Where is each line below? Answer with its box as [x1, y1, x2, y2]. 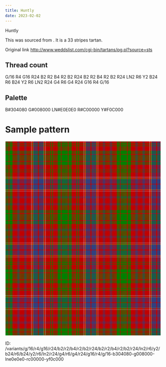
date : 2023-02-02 [5, 13, 41, 18]
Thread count [5, 61, 48, 69]
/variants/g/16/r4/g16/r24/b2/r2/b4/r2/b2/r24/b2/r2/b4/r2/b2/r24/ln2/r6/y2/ [5, 346, 161, 352]
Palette [5, 93, 28, 102]
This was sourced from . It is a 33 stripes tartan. [5, 37, 103, 43]
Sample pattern [5, 124, 70, 136]
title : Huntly [5, 8, 35, 13]
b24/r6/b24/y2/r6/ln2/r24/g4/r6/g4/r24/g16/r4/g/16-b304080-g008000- [5, 351, 155, 357]
